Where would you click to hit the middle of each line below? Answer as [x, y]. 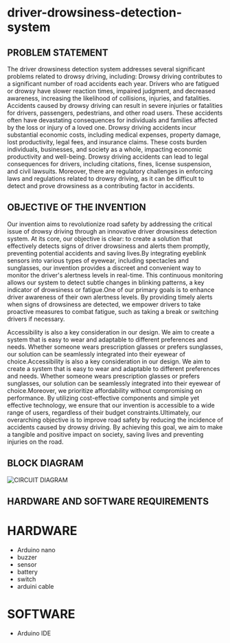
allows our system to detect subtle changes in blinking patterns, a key [106, 282]
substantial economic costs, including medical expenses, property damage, [114, 135]
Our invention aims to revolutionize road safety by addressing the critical [110, 224]
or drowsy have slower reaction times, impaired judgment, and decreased [111, 91]
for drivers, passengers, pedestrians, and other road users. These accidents [115, 113]
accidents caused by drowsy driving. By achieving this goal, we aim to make [115, 427]
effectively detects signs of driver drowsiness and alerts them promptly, [109, 246]
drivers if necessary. [36, 319]
